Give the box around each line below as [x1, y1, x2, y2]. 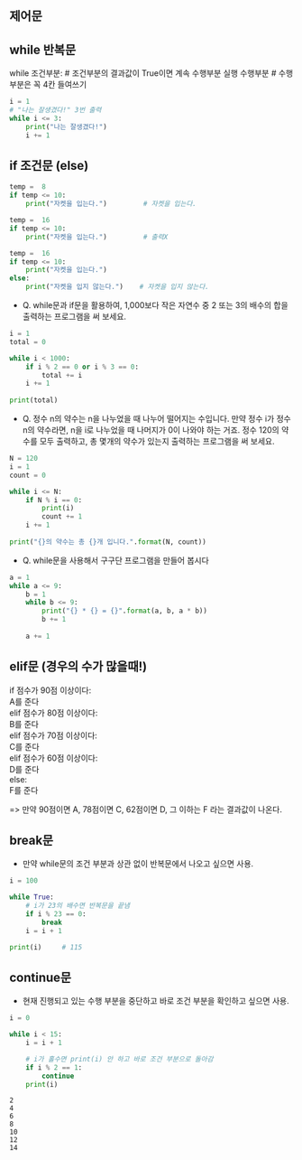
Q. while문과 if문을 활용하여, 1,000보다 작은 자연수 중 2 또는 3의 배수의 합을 [22, 300, 288, 311]
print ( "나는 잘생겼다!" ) [25, 122, 108, 131]
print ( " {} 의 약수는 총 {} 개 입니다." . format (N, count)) [9, 537, 207, 547]
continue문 [9, 969, 72, 985]
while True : [9, 893, 54, 902]
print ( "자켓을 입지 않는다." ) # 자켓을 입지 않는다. [25, 283, 210, 292]
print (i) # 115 [9, 942, 83, 951]
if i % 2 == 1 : [25, 1062, 83, 1072]
